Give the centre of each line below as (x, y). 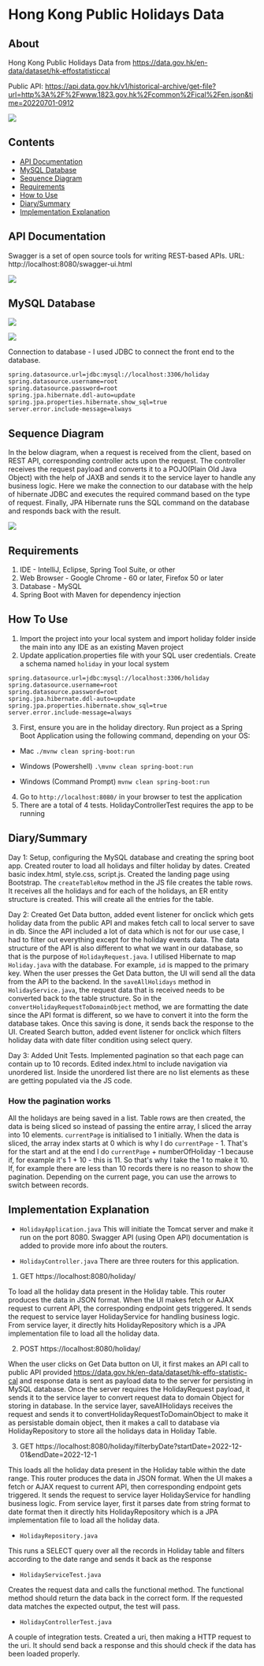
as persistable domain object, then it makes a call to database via (114, 1422)
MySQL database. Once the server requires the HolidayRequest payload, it (129, 1388)
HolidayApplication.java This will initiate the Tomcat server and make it (136, 1228)
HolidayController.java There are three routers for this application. (129, 1261)
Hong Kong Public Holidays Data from (70, 62)
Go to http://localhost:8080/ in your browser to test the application (131, 796)
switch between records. (48, 1185)
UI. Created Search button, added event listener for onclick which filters (125, 1031)
